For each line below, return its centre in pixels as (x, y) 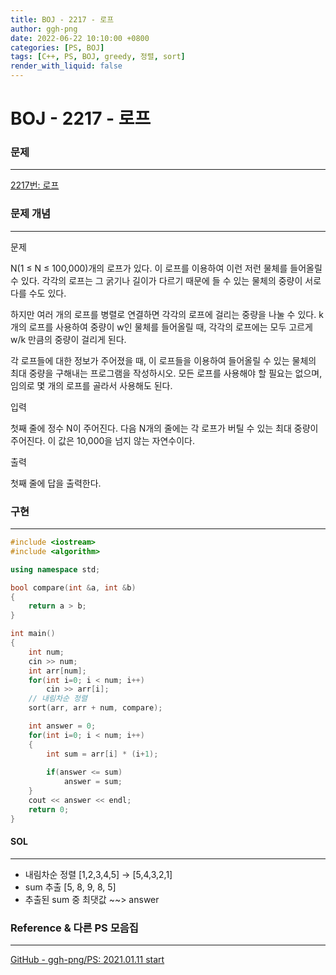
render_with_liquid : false (66, 66)
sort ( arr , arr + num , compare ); (95, 708)
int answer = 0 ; (62, 726)
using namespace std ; (55, 569)
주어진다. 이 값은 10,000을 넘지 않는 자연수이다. (102, 440)
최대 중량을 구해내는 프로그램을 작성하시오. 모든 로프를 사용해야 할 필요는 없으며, (166, 373)
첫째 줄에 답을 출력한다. (56, 483)
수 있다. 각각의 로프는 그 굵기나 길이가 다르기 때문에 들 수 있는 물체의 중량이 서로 (166, 280)
